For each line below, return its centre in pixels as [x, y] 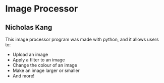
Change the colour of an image [45, 65]
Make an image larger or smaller [46, 70]
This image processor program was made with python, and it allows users [82, 39]
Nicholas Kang [29, 27]
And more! [23, 76]
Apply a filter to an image [39, 60]
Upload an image [30, 54]
